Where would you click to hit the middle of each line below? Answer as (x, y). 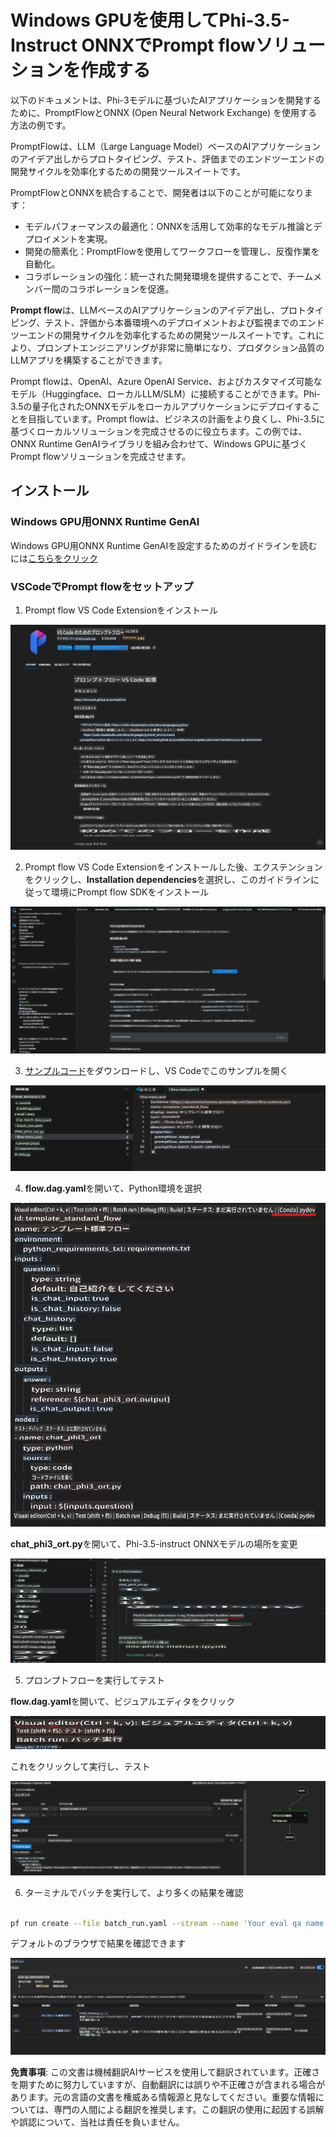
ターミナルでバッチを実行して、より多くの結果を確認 (134, 1892)
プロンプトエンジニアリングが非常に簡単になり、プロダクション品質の (180, 347)
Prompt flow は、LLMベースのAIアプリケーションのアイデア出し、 (145, 310)
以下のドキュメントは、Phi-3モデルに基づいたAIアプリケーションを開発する (166, 100)
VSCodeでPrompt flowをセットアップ (102, 586)
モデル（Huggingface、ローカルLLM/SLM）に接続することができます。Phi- (165, 393)
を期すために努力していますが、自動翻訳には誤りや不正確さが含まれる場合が (168, 2085)
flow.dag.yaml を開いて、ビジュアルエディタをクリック (123, 1701)
